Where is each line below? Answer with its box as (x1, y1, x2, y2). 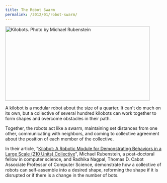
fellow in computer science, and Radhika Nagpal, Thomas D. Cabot (5, 156, 144, 162)
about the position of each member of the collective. (5, 136, 114, 142)
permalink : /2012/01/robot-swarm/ (5, 12, 78, 17)
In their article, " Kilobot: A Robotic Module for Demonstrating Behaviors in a (5, 145, 162, 151)
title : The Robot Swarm (5, 7, 55, 13)
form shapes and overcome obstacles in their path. (5, 115, 111, 121)
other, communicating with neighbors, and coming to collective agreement (5, 130, 159, 136)
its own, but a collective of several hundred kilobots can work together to (5, 110, 157, 116)
